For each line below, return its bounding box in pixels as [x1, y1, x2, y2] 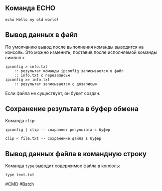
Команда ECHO [5, 4, 56, 12]
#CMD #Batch [5, 181, 34, 187]
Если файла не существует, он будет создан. [5, 90, 101, 96]
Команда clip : [5, 118, 36, 124]
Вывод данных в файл [5, 31, 78, 39]
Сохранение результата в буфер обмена [5, 104, 139, 113]
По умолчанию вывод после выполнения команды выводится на [5, 44, 144, 50]
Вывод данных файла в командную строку [5, 149, 147, 158]
